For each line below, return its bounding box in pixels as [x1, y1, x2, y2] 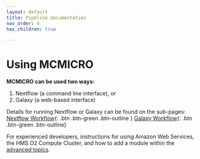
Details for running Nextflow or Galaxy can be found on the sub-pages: [6, 108, 186, 116]
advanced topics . [6, 146, 50, 153]
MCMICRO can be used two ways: [6, 78, 95, 86]
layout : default [6, 9, 48, 15]
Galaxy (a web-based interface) [15, 96, 96, 104]
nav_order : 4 [6, 20, 40, 26]
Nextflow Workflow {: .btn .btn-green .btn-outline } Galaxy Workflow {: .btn [6, 114, 193, 122]
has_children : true [6, 26, 56, 32]
